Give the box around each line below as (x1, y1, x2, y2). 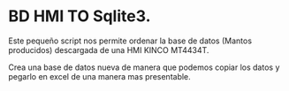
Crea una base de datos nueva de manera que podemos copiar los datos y (8, 62, 280, 72)
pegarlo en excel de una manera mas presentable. (8, 71, 191, 81)
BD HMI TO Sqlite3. (8, 6, 151, 27)
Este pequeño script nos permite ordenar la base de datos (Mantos (8, 35, 253, 46)
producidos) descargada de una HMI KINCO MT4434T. (8, 44, 209, 55)
